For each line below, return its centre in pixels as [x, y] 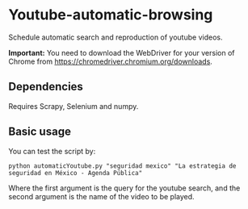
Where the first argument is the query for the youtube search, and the [124, 188]
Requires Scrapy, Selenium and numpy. [74, 106]
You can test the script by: [52, 151]
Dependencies [46, 87]
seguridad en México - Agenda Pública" [76, 173]
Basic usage [40, 132]
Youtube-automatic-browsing [111, 15]
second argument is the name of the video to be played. [102, 196]
